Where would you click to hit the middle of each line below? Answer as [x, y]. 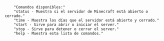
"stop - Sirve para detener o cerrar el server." [66, 29]
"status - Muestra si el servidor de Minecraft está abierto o [81, 11]
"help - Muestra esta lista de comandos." [58, 33]
